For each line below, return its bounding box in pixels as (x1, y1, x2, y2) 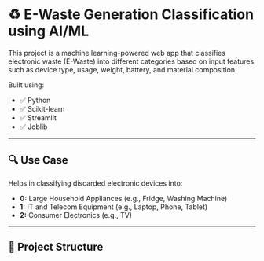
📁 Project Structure (8, 241, 104, 254)
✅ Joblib (19, 122, 48, 131)
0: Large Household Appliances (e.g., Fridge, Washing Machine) (19, 193, 228, 203)
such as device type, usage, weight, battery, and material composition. (8, 64, 237, 74)
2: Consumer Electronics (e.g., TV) (19, 210, 132, 219)
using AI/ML (8, 22, 90, 40)
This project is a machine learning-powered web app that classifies (8, 48, 226, 57)
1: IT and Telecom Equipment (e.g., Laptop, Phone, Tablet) (19, 202, 208, 211)
